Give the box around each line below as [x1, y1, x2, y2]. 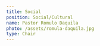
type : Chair [6, 31, 36, 37]
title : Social [6, 8, 42, 15]
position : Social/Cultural [6, 14, 73, 20]
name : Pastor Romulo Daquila [6, 20, 79, 26]
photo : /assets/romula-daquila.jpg [6, 25, 95, 32]
